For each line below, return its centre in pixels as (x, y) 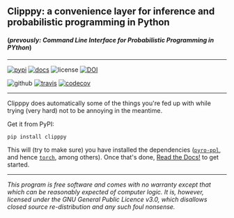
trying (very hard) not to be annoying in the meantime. (85, 110)
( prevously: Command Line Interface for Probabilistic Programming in (111, 40)
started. (18, 164)
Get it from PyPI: (31, 124)
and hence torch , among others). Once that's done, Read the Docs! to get (113, 157)
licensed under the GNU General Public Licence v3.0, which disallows (107, 199)
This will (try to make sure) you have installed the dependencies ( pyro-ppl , (114, 150)
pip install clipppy (37, 137)
